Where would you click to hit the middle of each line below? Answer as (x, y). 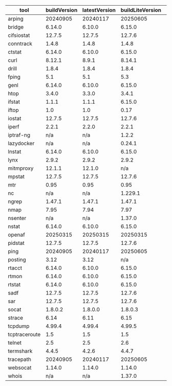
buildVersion (61, 10)
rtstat (14, 285)
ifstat (14, 102)
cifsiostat (19, 35)
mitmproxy (21, 168)
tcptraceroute (24, 334)
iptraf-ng (19, 135)
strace (16, 318)
